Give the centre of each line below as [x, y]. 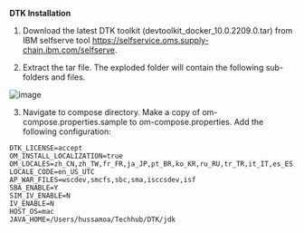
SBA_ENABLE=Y [34, 188]
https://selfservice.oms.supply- [151, 40]
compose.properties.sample [75, 122]
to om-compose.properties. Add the [197, 122]
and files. [68, 77]
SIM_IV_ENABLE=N [40, 196]
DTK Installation [40, 13]
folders [36, 77]
